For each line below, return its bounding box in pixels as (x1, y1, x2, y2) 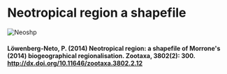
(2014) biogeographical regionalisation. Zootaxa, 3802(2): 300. (7, 51, 196, 60)
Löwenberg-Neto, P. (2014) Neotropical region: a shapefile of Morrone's (7, 44, 221, 52)
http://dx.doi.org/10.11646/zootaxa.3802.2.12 (7, 59, 143, 67)
